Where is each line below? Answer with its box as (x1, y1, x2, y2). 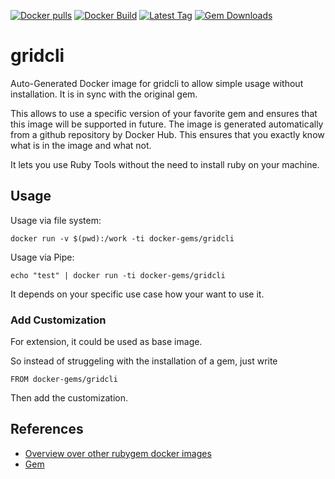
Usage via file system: (10, 214, 102, 226)
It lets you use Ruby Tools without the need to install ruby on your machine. (10, 158, 320, 170)
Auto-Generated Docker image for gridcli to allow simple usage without (10, 77, 304, 89)
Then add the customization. (10, 392, 129, 404)
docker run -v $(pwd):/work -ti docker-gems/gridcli (10, 233, 235, 244)
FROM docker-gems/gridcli (10, 375, 118, 385)
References (10, 421, 84, 438)
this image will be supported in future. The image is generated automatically (10, 118, 324, 130)
